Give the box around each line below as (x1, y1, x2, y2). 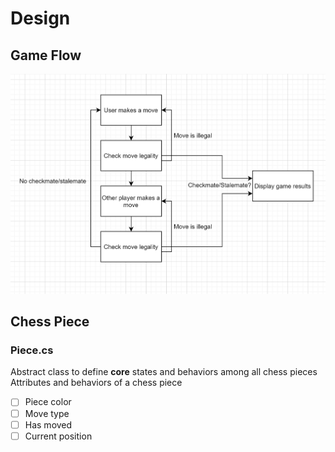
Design (10, 7, 71, 30)
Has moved (24, 418, 73, 431)
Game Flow (10, 47, 82, 64)
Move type (24, 407, 70, 419)
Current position (24, 430, 93, 442)
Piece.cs (10, 343, 54, 357)
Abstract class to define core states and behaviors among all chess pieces (10, 366, 318, 378)
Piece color (24, 396, 72, 408)
